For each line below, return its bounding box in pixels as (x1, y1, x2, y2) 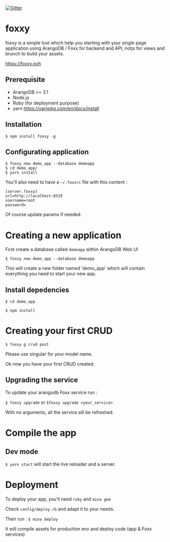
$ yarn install (5, 170, 38, 175)
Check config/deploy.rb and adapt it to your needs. (5, 506, 115, 512)
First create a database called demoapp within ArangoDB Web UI (5, 246, 138, 253)
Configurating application (5, 148, 89, 156)
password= (5, 202, 27, 207)
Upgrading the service (5, 376, 78, 384)
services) (5, 531, 25, 537)
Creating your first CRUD (5, 325, 113, 337)
